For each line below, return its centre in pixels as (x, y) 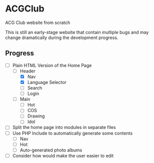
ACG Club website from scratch (38, 22)
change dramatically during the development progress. (62, 37)
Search (35, 88)
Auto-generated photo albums (51, 150)
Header (28, 71)
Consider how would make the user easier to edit (63, 155)
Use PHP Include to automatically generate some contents (72, 133)
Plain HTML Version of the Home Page (52, 65)
